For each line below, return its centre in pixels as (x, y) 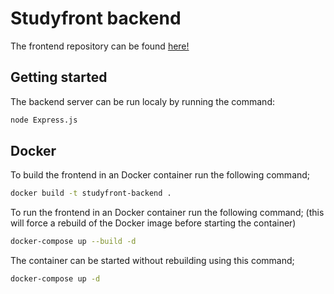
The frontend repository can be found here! (100, 46)
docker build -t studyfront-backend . (91, 193)
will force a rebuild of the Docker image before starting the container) (153, 223)
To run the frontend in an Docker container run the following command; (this (167, 213)
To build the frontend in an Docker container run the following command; (160, 175)
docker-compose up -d (55, 279)
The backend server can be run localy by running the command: (142, 101)
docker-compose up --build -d (73, 242)
